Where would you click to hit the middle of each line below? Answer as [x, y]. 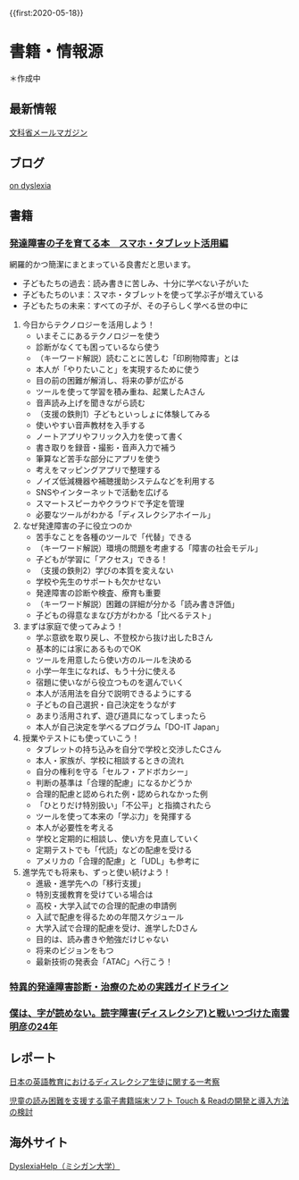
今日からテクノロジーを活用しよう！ [88, 324]
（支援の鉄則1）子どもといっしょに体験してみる [123, 414]
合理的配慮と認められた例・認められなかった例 [121, 794]
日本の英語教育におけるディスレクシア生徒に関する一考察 [115, 1082]
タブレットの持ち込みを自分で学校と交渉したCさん [128, 749]
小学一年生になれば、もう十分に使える [106, 671]
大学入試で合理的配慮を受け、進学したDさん [116, 928]
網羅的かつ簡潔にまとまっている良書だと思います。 [103, 265]
